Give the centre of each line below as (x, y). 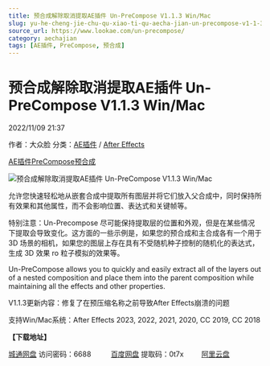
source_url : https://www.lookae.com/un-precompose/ (96, 31)
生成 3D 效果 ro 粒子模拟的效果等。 (66, 253)
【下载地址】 (29, 337)
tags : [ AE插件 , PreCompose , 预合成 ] (67, 46)
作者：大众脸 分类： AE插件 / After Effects (76, 145)
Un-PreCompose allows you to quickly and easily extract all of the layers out (135, 269)
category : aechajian (43, 38)
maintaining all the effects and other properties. (87, 286)
